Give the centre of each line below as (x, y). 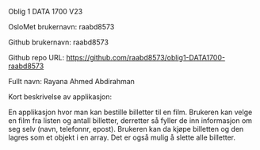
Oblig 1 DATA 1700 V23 (46, 12)
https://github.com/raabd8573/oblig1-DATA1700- (146, 58)
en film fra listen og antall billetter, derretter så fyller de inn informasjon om (130, 121)
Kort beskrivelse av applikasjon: (60, 97)
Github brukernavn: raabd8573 (59, 42)
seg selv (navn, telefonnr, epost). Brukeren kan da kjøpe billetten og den (126, 129)
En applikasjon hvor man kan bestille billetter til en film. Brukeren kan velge (130, 112)
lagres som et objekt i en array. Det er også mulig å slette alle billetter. (122, 137)
